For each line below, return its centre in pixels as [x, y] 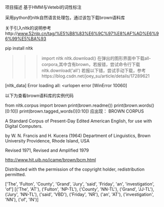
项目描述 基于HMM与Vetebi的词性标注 [43, 7]
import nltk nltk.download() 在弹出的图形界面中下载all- [96, 58]
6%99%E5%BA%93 [26, 39]
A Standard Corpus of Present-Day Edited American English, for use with [79, 121]
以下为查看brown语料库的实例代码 [39, 95]
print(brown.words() [134, 105]
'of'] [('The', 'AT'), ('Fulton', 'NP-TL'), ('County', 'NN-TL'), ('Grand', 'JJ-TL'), [80, 189]
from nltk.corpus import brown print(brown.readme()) [59, 105]
